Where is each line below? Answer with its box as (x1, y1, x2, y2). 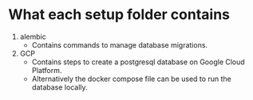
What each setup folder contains (8, 6, 230, 24)
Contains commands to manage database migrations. (31, 40, 208, 49)
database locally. (31, 82, 88, 92)
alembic (19, 32, 46, 41)
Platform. (31, 65, 62, 75)
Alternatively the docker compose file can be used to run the (31, 74, 231, 83)
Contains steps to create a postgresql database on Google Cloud (31, 57, 245, 67)
